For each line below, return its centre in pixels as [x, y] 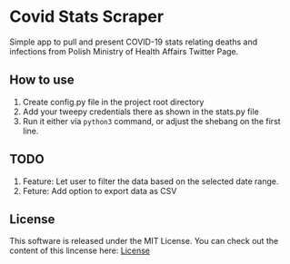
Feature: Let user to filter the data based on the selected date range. [150, 181]
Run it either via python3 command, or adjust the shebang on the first [151, 121]
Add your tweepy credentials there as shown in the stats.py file [140, 112]
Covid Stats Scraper [87, 17]
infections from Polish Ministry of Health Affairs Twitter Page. [124, 51]
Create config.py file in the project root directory [113, 102]
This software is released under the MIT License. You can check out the [144, 241]
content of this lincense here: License [80, 250]
